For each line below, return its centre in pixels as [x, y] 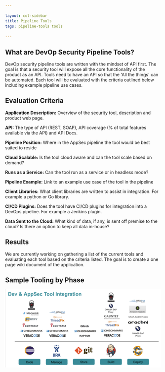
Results [17, 242]
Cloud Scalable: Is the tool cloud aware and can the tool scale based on [79, 157]
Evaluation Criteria [34, 101]
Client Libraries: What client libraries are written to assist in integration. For [82, 191]
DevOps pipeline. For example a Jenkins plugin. [54, 211]
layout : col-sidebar [26, 16]
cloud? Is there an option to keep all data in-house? [57, 226]
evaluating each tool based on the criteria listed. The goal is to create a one [82, 259]
